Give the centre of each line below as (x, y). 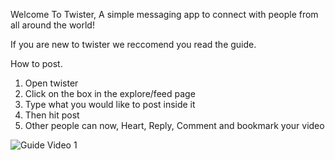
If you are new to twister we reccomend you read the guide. (133, 44)
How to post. (36, 63)
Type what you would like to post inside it (110, 104)
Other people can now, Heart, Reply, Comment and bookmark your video (174, 125)
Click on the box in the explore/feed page (110, 93)
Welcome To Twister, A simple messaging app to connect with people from (164, 14)
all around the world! (52, 25)
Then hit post (52, 115)
